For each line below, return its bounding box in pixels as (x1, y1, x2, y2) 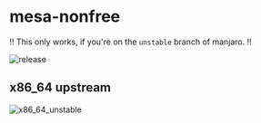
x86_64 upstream (9, 80, 112, 96)
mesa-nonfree (9, 6, 121, 27)
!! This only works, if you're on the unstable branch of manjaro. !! (9, 36, 252, 47)
